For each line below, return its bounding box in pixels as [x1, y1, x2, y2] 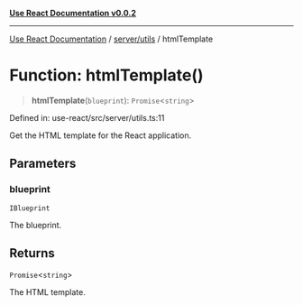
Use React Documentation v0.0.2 [9, 8, 137, 18]
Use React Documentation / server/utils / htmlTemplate [9, 33, 214, 44]
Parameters [9, 156, 77, 171]
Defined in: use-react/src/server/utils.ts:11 [9, 112, 165, 123]
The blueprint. [9, 219, 62, 230]
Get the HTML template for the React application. [9, 130, 192, 141]
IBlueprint [9, 203, 50, 213]
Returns [9, 245, 56, 261]
